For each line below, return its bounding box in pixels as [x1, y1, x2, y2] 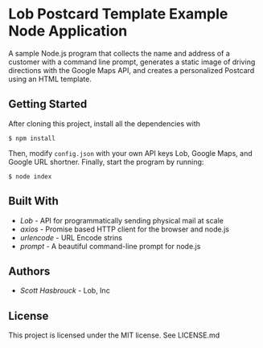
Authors [8, 264, 51, 278]
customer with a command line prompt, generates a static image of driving [8, 57, 256, 67]
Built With [8, 194, 59, 208]
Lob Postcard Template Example [8, 5, 228, 23]
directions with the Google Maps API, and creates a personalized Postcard [8, 65, 255, 75]
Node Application [8, 22, 128, 40]
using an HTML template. [8, 74, 92, 84]
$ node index [8, 172, 52, 181]
